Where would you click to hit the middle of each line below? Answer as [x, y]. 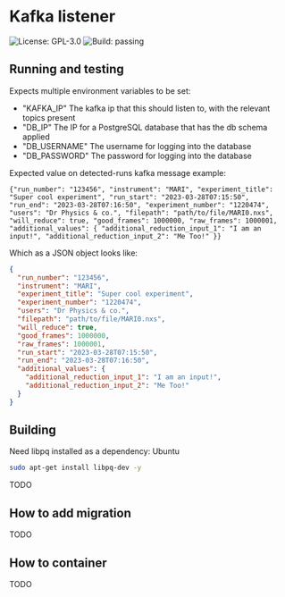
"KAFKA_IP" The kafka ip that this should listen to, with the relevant [146, 108]
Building [33, 430]
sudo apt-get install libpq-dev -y [75, 468]
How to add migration [70, 513]
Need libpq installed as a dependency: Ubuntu [95, 451]
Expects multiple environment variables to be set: [100, 90]
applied [36, 137]
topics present [49, 117]
